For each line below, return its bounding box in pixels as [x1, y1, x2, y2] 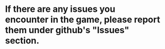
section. [5, 35, 39, 47]
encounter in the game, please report [5, 14, 161, 25]
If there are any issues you [5, 3, 116, 15]
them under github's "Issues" [5, 25, 130, 36]
